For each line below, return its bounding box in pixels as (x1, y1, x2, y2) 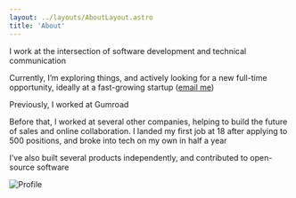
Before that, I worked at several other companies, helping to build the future (9, 116, 288, 127)
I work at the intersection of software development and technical (9, 45, 247, 56)
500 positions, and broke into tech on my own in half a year (9, 135, 227, 146)
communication (9, 55, 67, 66)
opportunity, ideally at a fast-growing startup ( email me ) (9, 82, 215, 92)
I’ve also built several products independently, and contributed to (9, 152, 248, 162)
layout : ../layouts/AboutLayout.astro (9, 12, 153, 22)
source (9, 162, 36, 172)
